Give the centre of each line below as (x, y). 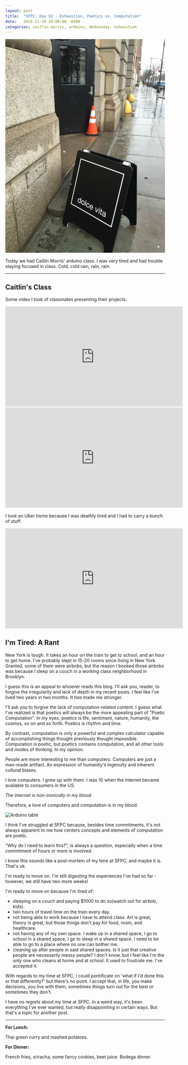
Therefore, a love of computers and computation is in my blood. (72, 805)
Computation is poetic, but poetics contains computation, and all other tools (84, 744)
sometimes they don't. (29, 992)
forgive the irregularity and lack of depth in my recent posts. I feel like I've (82, 692)
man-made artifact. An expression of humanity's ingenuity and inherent (80, 764)
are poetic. (16, 835)
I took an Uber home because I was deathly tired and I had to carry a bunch (84, 516)
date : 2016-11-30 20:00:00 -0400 (43, 21)
